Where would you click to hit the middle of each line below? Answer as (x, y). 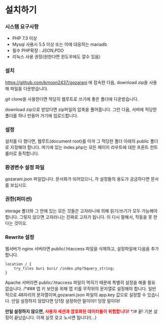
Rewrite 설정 (20, 237)
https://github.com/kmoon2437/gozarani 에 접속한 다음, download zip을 (77, 82)
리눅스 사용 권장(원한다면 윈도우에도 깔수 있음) (56, 57)
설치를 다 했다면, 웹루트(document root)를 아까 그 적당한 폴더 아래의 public (77, 141)
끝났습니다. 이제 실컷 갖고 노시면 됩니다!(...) (55, 317)
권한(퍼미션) (19, 199)
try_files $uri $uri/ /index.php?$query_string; (64, 268)
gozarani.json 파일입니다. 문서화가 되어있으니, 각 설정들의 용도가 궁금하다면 (78, 179)
